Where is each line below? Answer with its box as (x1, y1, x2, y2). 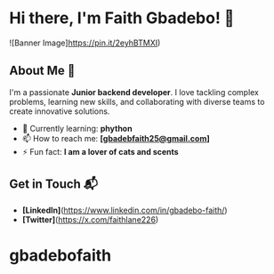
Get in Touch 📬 (9, 177, 98, 192)
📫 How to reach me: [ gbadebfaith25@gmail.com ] (21, 133, 211, 143)
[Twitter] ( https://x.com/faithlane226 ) (21, 214, 159, 225)
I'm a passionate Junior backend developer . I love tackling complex (9, 86, 260, 97)
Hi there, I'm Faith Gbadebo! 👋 (9, 8, 235, 28)
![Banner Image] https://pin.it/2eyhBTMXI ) (9, 37, 161, 48)
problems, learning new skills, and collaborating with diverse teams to (9, 96, 265, 107)
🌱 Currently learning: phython (21, 123, 133, 133)
